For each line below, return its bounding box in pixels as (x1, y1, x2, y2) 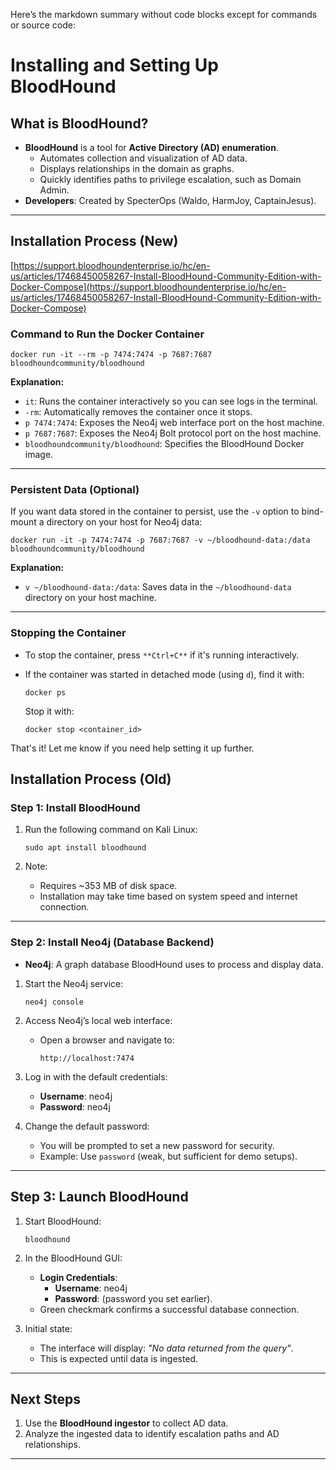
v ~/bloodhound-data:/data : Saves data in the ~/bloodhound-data (24, 581, 292, 593)
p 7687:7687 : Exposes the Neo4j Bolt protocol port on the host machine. (24, 427, 322, 439)
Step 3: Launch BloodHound (10, 1189, 189, 1206)
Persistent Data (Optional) (10, 483, 140, 497)
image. (24, 449, 54, 461)
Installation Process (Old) (10, 771, 172, 788)
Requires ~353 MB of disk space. (39, 880, 178, 892)
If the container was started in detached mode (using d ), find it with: (24, 668, 305, 680)
